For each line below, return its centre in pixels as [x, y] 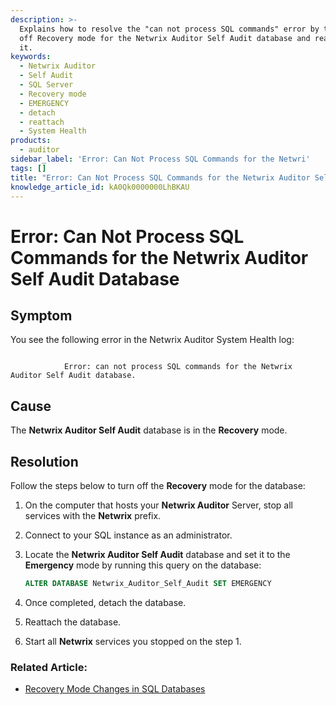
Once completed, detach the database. [105, 602]
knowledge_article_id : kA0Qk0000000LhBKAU [100, 187]
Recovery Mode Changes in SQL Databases [115, 689]
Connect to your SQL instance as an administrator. [128, 535]
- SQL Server [46, 85]
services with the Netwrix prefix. [93, 515]
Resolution [44, 461]
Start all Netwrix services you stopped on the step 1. [133, 641]
